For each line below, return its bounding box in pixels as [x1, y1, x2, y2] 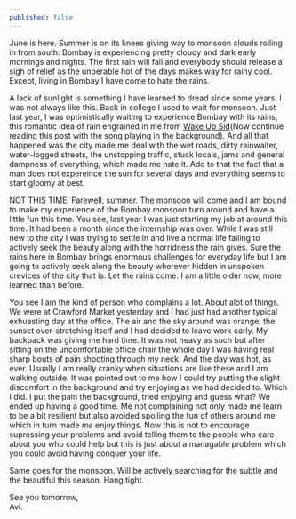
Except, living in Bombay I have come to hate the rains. [9, 75, 211, 85]
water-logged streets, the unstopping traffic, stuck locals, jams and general [9, 148, 285, 160]
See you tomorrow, [9, 491, 79, 502]
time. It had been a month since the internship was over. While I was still [9, 223, 274, 234]
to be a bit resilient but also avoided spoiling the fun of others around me [9, 410, 276, 420]
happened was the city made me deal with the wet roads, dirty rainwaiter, [9, 140, 278, 150]
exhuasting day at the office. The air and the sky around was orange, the [9, 315, 276, 326]
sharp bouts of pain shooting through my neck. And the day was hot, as [9, 353, 272, 364]
